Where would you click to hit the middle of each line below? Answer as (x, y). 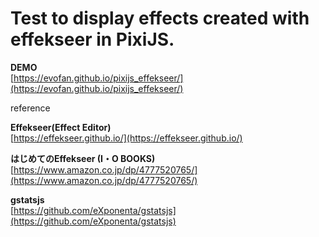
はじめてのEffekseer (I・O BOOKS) (83, 158)
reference (30, 108)
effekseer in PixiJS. (92, 39)
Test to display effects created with (160, 18)
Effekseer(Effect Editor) (61, 127)
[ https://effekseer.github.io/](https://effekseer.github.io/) (126, 138)
